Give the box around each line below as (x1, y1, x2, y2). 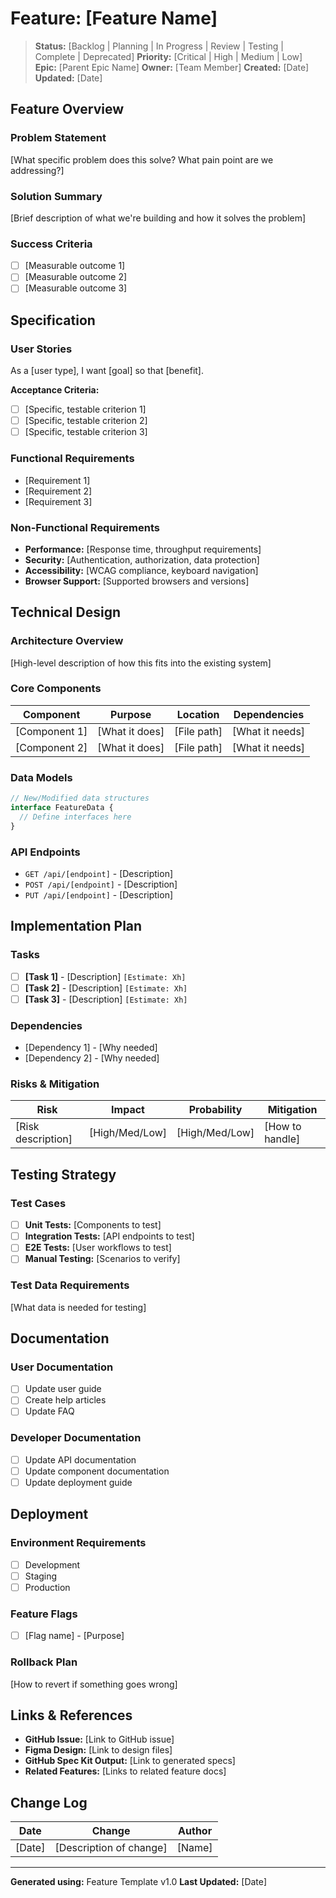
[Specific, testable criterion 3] (24, 426, 148, 438)
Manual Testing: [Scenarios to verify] (24, 1253, 181, 1265)
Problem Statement (10, 131, 107, 145)
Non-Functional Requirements (10, 520, 160, 534)
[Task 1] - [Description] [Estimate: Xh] (24, 970, 187, 982)
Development (24, 1558, 81, 1571)
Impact (111, 1103, 145, 1117)
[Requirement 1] (24, 474, 91, 486)
